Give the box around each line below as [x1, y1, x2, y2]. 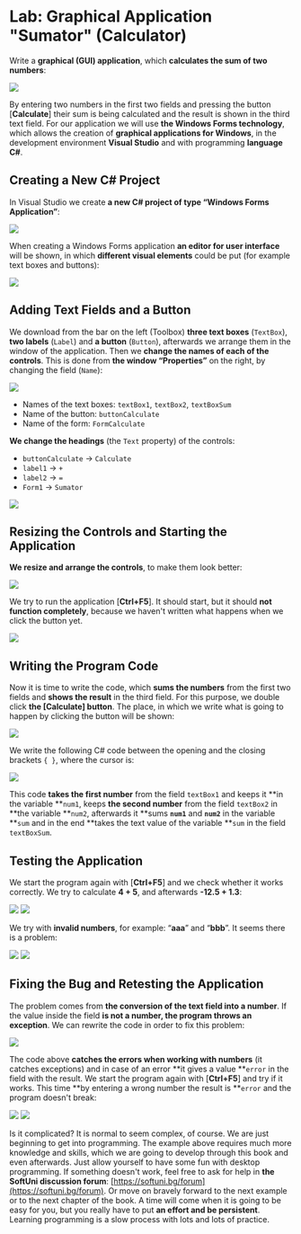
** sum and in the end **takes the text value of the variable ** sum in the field [9, 818, 286, 829]
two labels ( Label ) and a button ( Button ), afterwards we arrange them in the [9, 335, 292, 347]
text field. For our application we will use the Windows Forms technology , [9, 118, 285, 129]
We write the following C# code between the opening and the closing [9, 745, 266, 756]
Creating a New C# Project [9, 173, 161, 188]
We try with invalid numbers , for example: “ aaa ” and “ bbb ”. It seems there [9, 923, 286, 933]
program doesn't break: [9, 1092, 97, 1103]
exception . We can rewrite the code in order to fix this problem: [9, 1019, 245, 1030]
